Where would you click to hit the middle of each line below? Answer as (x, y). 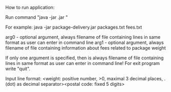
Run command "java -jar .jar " (37, 17)
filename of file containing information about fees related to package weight (85, 48)
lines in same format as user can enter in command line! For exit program (83, 63)
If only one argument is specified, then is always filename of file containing (84, 58)
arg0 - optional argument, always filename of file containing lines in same (83, 37)
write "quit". (18, 69)
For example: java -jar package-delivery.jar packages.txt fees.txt (74, 27)
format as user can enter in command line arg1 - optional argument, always (85, 42)
